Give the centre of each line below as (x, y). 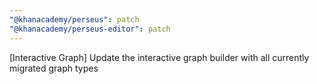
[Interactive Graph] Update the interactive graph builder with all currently (159, 57)
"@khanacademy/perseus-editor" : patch (90, 29)
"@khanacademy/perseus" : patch (74, 19)
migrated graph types (54, 68)
